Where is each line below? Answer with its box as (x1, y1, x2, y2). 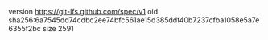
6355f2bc (8, 24, 42, 33)
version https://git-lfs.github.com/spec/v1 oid (8, 7, 159, 16)
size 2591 (43, 24, 74, 33)
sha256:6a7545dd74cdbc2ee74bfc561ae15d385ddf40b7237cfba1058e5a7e (8, 15, 260, 25)
